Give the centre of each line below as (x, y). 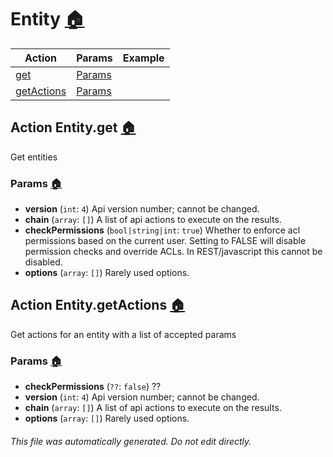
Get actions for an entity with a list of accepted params (123, 334)
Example (143, 58)
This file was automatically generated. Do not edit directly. (131, 441)
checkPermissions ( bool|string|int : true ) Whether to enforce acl (162, 230)
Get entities (34, 157)
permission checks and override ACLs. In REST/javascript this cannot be (173, 252)
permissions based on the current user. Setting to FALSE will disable (165, 241)
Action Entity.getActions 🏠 (98, 305)
